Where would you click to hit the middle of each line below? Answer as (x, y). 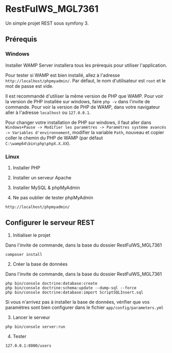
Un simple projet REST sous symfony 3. (47, 23)
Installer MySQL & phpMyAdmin (46, 188)
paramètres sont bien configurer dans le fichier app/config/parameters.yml (84, 307)
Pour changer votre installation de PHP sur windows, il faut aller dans (78, 122)
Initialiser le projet (32, 235)
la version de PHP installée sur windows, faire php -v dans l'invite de (78, 101)
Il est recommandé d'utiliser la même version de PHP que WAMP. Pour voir (84, 96)
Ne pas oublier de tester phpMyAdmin (53, 197)
